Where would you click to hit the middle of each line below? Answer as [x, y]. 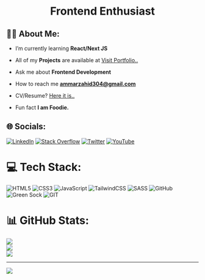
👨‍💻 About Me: [33, 34]
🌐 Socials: [26, 127]
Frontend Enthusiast [103, 11]
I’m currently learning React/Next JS [61, 48]
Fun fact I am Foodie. [42, 107]
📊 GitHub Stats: [48, 220]
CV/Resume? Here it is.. [45, 95]
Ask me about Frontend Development [63, 72]
